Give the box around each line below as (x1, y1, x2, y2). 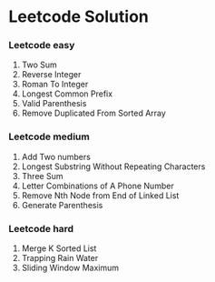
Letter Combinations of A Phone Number (21, 180, 174, 191)
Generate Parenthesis (21, 199, 103, 210)
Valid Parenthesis (21, 98, 87, 109)
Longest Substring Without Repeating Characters (21, 161, 206, 172)
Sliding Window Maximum (21, 262, 120, 274)
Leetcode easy (8, 39, 75, 52)
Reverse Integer (21, 69, 82, 80)
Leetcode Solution (8, 6, 149, 27)
